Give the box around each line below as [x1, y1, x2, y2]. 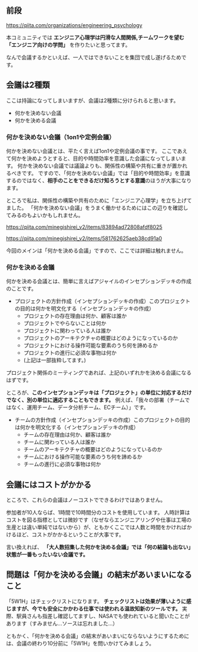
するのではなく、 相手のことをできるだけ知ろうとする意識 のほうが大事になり [6, 176, 192, 184]
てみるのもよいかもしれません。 [6, 211, 84, 218]
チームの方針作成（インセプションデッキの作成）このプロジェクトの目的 [14, 417, 190, 424]
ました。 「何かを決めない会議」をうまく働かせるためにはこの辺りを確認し [6, 204, 189, 211]
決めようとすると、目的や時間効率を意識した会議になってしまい [26, 155, 181, 162]
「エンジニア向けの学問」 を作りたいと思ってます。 [6, 41, 131, 48]
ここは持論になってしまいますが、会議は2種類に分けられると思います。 [6, 97, 179, 104]
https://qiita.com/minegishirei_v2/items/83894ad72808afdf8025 [6, 223, 163, 230]
